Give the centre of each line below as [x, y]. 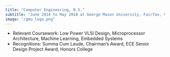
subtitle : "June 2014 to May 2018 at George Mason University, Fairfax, [83, 14]
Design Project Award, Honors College [53, 49]
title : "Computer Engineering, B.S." [45, 10]
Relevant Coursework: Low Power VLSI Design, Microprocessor [79, 33]
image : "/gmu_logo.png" [30, 19]
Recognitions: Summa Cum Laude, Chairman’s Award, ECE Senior [81, 44]
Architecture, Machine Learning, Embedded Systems [68, 38]
